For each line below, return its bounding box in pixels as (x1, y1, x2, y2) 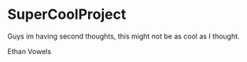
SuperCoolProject (7, 5, 127, 24)
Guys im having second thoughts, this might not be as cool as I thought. (7, 31, 241, 41)
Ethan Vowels (7, 46, 52, 56)
